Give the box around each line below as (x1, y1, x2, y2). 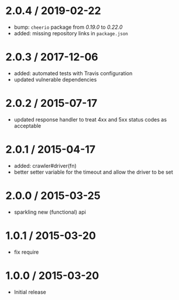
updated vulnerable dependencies (13, 76, 97, 83)
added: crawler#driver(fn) (13, 162, 77, 169)
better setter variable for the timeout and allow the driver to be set (13, 168, 173, 176)
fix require (13, 248, 39, 255)
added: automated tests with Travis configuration (13, 69, 133, 77)
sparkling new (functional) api (13, 208, 86, 215)
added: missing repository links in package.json (13, 29, 128, 36)
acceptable (13, 122, 42, 129)
